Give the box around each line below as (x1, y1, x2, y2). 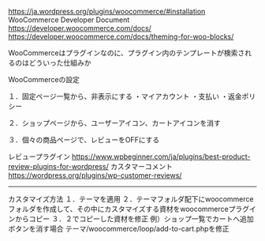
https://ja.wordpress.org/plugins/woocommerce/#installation (8, 7, 206, 16)
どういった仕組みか (28, 58, 91, 67)
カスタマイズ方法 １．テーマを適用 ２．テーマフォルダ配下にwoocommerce (8, 194, 254, 204)
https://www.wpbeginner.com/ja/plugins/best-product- (72, 152, 251, 161)
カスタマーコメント (110, 162, 174, 171)
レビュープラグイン (8, 152, 71, 161)
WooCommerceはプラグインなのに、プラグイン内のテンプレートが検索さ (8, 48, 245, 58)
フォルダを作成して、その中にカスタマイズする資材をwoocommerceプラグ (8, 205, 250, 213)
